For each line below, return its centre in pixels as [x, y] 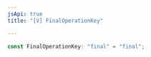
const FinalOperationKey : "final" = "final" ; [76, 46]
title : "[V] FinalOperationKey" [55, 21]
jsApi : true [25, 14]
